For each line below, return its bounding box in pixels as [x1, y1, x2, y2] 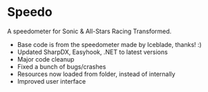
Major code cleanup [17, 55, 75, 63]
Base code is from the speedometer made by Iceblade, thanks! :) [17, 40, 202, 48]
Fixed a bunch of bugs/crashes [17, 62, 106, 71]
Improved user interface [17, 77, 86, 85]
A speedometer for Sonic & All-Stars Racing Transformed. [7, 27, 172, 35]
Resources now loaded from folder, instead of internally [17, 70, 176, 78]
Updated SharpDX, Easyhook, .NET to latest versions [17, 48, 168, 56]
